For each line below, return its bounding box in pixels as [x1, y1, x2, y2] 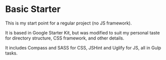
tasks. [5, 50, 18, 56]
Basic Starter [5, 3, 61, 15]
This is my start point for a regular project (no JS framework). [5, 20, 132, 26]
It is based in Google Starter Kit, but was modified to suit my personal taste [5, 29, 160, 35]
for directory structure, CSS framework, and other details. [5, 35, 124, 41]
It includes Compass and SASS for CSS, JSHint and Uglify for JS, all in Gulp [5, 44, 161, 50]
